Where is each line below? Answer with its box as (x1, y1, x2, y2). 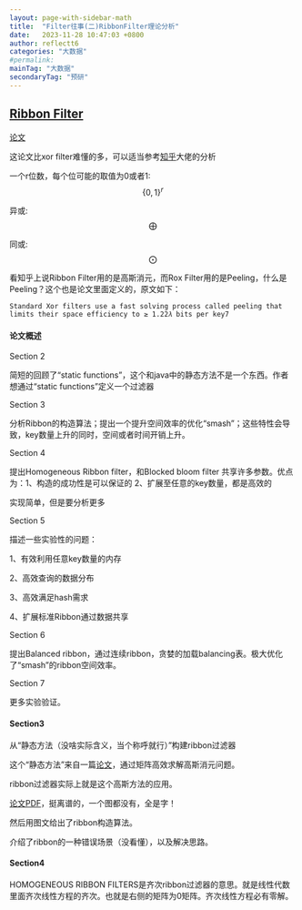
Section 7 (9, 678, 45, 689)
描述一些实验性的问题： (9, 534, 97, 545)
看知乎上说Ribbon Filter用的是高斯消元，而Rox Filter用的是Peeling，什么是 (9, 272, 287, 283)
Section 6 (9, 630, 45, 641)
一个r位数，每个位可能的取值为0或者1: (9, 170, 151, 181)
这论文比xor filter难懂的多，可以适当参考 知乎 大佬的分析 (9, 151, 216, 162)
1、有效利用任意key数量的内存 (9, 553, 122, 564)
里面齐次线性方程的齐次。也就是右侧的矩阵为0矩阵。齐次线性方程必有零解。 (9, 890, 294, 901)
